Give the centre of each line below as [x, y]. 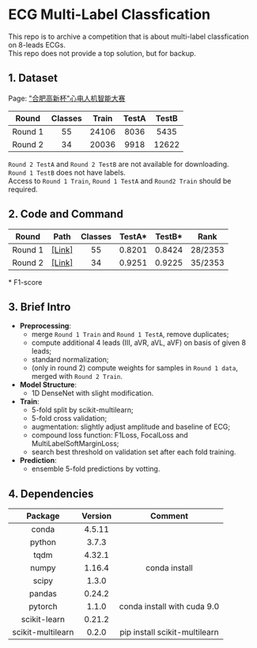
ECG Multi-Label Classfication [110, 15]
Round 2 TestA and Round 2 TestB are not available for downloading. [119, 164]
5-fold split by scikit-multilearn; [83, 410]
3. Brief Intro [40, 307]
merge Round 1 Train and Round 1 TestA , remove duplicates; [130, 335]
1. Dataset [33, 78]
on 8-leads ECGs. [37, 44]
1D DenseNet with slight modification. [93, 393]
